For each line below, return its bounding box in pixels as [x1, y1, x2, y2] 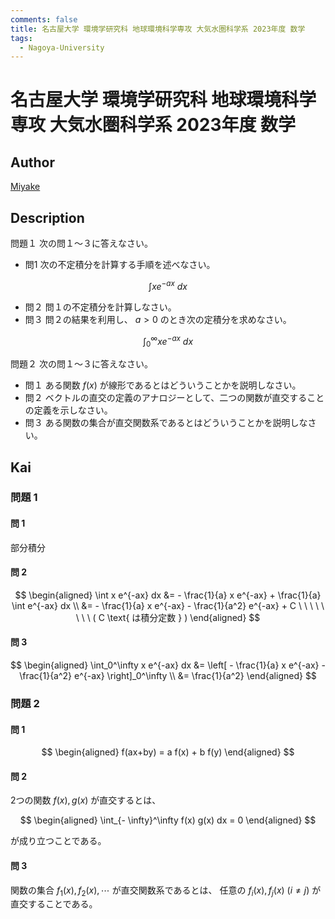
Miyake [10, 181, 41, 193]
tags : [10, 33, 33, 43]
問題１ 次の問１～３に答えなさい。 [10, 237, 153, 250]
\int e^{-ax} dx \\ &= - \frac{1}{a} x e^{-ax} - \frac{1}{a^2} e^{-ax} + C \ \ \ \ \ [11, 599, 325, 611]
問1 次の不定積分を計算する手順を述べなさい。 [24, 259, 216, 271]
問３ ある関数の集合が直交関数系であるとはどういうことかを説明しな [24, 417, 308, 429]
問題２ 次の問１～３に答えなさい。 [10, 358, 153, 370]
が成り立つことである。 [10, 835, 107, 847]
